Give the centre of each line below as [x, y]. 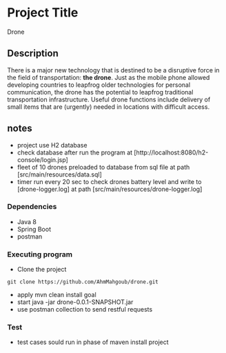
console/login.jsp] [43, 159]
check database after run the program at [75, 152]
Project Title [43, 13]
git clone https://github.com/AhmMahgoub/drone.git [83, 282]
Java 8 [27, 221]
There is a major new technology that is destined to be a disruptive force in [113, 70]
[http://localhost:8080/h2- [171, 152]
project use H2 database [52, 145]
